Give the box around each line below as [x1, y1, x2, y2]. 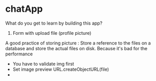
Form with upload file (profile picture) [12, 30, 92, 36]
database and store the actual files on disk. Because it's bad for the [5, 45, 147, 51]
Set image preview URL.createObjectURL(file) [12, 66, 109, 72]
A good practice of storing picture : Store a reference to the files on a [5, 39, 151, 46]
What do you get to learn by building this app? [5, 20, 103, 26]
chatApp [5, 3, 43, 15]
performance [5, 51, 33, 57]
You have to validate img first [12, 60, 74, 67]
